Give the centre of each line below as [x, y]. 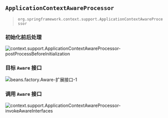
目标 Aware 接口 [24, 68]
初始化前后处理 [24, 37]
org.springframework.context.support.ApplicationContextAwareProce [90, 19]
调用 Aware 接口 [24, 94]
